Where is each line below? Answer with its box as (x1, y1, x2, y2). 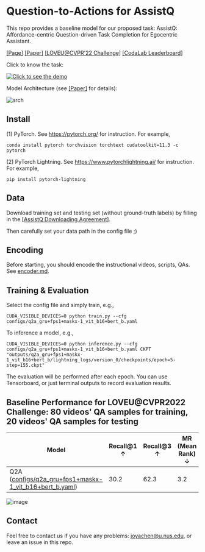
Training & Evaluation (6, 285, 89, 295)
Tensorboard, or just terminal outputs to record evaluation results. (6, 380, 172, 387)
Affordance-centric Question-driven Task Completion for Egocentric (6, 30, 178, 38)
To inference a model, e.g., (6, 329, 74, 336)
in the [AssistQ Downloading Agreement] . (6, 215, 111, 223)
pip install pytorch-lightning (6, 176, 86, 182)
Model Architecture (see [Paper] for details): (6, 84, 118, 92)
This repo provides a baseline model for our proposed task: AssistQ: (6, 24, 178, 32)
